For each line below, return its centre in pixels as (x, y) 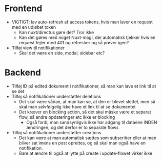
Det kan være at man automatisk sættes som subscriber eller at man (88, 138)
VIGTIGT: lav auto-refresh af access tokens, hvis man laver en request (82, 22)
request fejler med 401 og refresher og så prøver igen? (74, 42)
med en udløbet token (34, 27)
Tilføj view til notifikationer (38, 48)
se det (18, 91)
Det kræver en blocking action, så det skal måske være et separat (85, 112)
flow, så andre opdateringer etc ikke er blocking (67, 117)
